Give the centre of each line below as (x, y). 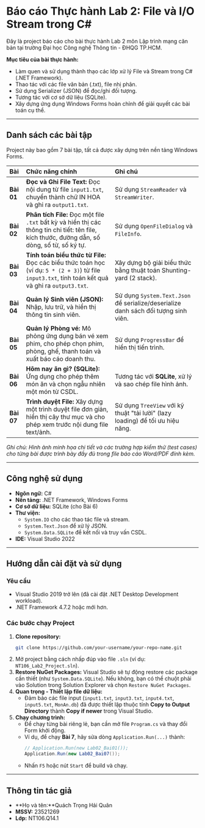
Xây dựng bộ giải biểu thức (153, 263)
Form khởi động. (45, 730)
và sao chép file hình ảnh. (152, 384)
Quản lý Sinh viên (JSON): (65, 299)
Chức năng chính (52, 171)
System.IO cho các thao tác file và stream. (77, 519)
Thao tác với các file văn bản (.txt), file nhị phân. (76, 84)
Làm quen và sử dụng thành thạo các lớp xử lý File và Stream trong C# (104, 71)
